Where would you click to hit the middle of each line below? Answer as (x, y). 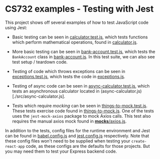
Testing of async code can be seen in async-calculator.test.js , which (81, 86)
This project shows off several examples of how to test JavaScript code (77, 22)
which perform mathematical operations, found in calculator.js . (75, 42)
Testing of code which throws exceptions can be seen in (69, 71)
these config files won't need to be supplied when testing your (68, 141)
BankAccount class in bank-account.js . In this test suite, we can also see (83, 56)
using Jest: (16, 27)
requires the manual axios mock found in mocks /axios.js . (69, 121)
